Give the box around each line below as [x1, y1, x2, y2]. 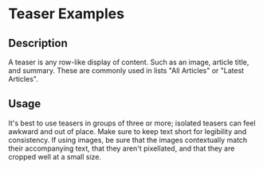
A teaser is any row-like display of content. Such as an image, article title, [8, 57, 249, 67]
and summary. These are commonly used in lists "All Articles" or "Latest [8, 66, 245, 75]
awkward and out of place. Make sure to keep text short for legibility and [8, 126, 247, 136]
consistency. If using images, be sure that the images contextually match [8, 135, 248, 144]
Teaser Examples [8, 5, 125, 23]
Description [8, 36, 68, 50]
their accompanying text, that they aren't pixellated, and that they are [8, 144, 235, 153]
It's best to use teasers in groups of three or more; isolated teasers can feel [8, 118, 257, 128]
